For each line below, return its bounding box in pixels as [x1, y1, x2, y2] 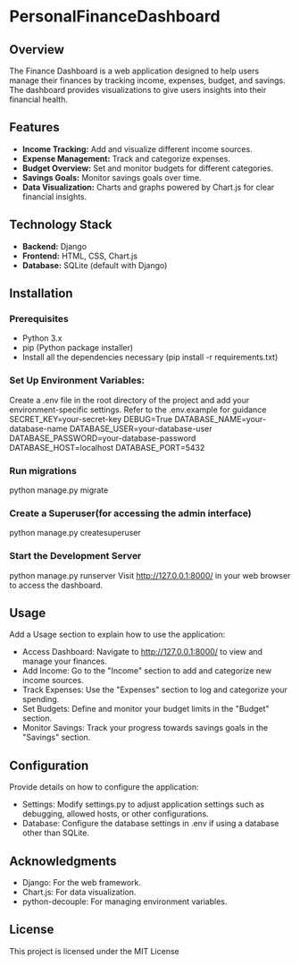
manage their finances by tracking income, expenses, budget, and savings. [9, 75, 286, 86]
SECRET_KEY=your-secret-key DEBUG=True [9, 413, 172, 424]
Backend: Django [21, 241, 87, 251]
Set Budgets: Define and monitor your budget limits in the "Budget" [21, 704, 270, 715]
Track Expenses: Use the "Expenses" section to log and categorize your [21, 684, 288, 695]
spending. [21, 694, 60, 705]
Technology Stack [9, 217, 112, 233]
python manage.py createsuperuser [9, 528, 141, 538]
